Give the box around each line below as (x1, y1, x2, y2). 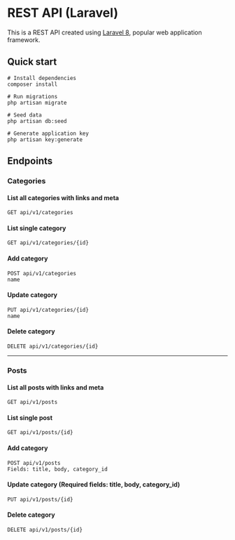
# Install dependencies (7, 74, 77, 81)
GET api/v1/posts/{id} (7, 429, 73, 436)
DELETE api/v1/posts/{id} (7, 527, 83, 534)
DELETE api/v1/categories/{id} (7, 343, 99, 350)
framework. (7, 35, 41, 44)
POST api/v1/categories (7, 270, 77, 277)
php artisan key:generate (7, 136, 83, 143)
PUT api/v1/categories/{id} (7, 306, 90, 313)
